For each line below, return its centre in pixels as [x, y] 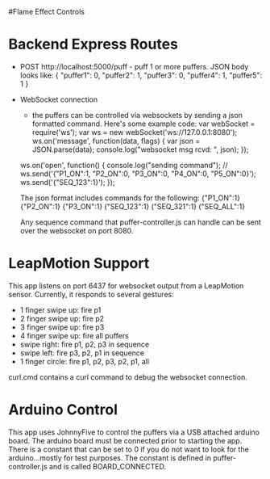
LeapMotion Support [79, 264]
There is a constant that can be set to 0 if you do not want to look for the [129, 449]
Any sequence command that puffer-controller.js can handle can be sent [141, 222]
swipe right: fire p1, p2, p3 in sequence [85, 344]
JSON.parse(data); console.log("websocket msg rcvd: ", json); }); [140, 149]
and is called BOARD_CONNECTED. [108, 466]
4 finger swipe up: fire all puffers [74, 335]
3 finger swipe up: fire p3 [62, 327]
